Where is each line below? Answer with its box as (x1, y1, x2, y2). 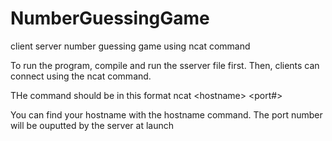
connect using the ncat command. (10, 70, 152, 82)
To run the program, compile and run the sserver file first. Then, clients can (10, 59, 320, 71)
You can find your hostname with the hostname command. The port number (10, 108, 323, 121)
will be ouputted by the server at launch (10, 119, 174, 131)
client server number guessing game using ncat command (10, 40, 251, 52)
